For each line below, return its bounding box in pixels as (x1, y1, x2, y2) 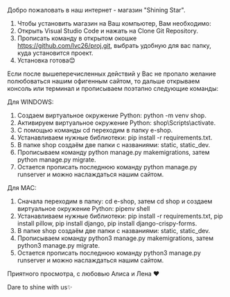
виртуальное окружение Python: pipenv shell (17, 205, 150, 212)
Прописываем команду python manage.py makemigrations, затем (17, 148, 210, 156)
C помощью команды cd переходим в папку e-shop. (17, 126, 173, 134)
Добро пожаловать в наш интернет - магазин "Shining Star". (7, 6, 186, 14)
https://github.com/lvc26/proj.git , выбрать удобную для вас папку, (17, 42, 211, 49)
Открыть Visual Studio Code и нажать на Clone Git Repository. (17, 27, 199, 35)
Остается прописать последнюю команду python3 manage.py (17, 249, 201, 257)
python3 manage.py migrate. (17, 241, 100, 249)
